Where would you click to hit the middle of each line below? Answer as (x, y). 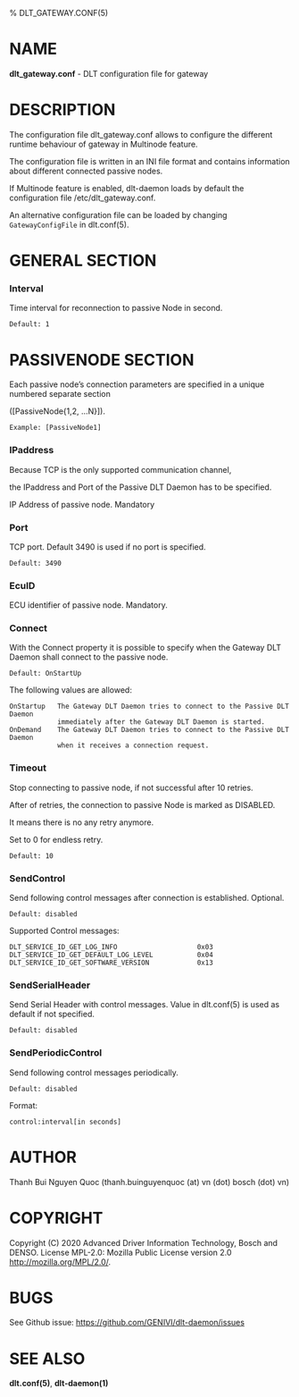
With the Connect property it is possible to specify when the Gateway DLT (145, 648)
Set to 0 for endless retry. (56, 839)
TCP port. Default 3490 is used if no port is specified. (108, 547)
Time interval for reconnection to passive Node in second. (116, 308)
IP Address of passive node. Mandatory (82, 504)
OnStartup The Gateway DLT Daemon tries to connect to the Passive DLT (149, 707)
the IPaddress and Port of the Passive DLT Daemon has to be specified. (141, 487)
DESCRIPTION (62, 110)
